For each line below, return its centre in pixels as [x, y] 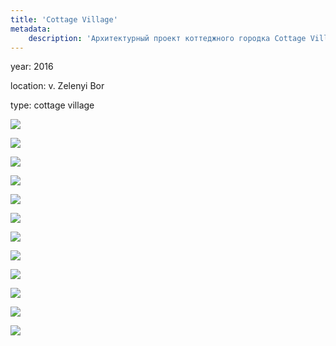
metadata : [31, 29]
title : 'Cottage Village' [64, 19]
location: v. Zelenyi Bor [57, 86]
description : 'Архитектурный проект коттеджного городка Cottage [167, 38]
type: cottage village [52, 105]
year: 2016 [32, 67]
